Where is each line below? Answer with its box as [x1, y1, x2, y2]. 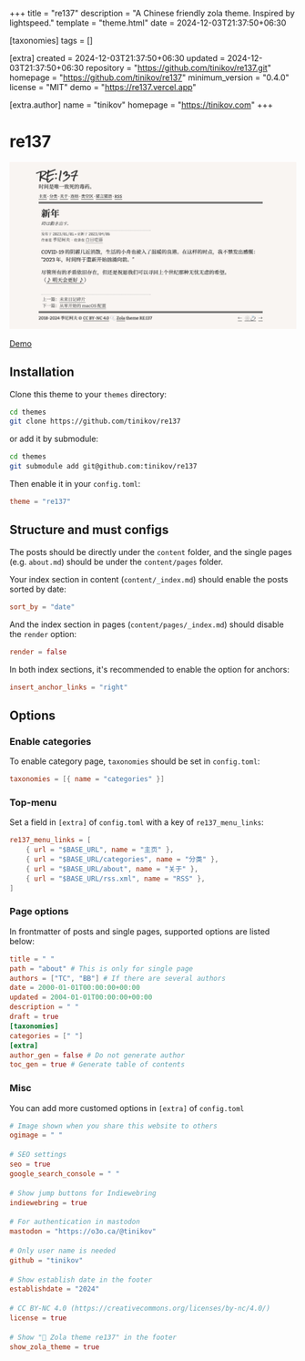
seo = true [9, 1160, 51, 1170]
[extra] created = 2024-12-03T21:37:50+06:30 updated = [9, 53, 226, 63]
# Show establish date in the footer [9, 1275, 153, 1284]
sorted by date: [9, 583, 66, 594]
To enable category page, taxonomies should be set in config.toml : [9, 756, 260, 767]
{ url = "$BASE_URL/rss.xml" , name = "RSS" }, [25, 874, 206, 883]
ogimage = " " [9, 1130, 64, 1140]
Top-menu [9, 796, 57, 809]
